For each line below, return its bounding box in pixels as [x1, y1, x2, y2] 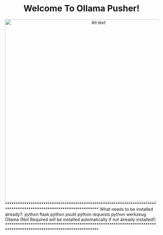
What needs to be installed [99, 206, 154, 212]
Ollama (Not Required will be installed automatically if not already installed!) [5, 217, 156, 222]
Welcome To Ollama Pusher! [23, 3, 140, 14]
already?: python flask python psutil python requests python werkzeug [5, 211, 147, 217]
